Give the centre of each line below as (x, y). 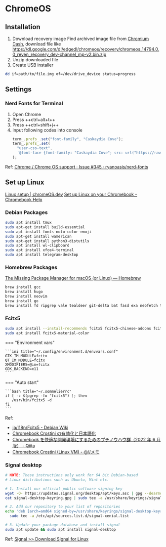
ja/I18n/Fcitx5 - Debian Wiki (40, 427)
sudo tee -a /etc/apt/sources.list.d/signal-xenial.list (69, 516)
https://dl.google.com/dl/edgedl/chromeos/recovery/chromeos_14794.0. (86, 49)
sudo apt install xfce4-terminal (40, 250)
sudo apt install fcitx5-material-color (47, 333)
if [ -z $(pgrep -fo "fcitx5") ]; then (46, 396)
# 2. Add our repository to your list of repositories (63, 507)
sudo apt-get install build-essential (45, 227)
